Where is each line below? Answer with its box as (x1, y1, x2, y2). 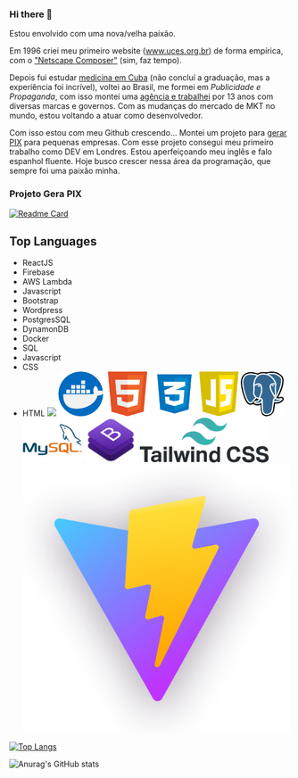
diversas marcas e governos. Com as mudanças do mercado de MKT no (9, 101, 276, 112)
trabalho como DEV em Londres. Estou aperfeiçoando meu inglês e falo (9, 146, 272, 157)
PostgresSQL (21, 314, 71, 325)
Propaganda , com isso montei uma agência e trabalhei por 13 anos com (9, 91, 274, 102)
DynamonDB (21, 324, 70, 335)
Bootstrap (21, 295, 59, 306)
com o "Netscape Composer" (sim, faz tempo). (9, 55, 183, 66)
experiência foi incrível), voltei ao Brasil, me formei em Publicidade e (9, 82, 261, 93)
